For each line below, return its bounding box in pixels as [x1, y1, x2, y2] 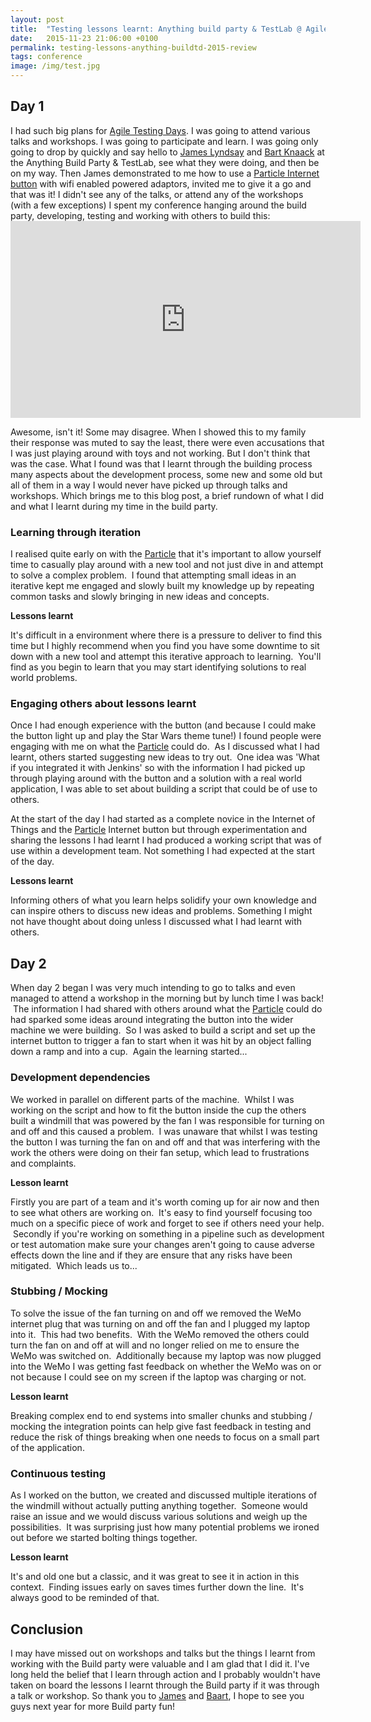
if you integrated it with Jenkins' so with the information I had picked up [10, 762, 306, 774]
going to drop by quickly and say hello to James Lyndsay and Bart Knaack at [10, 146, 325, 158]
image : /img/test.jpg [10, 61, 101, 71]
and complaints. [10, 1157, 77, 1169]
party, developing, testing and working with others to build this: [10, 209, 271, 221]
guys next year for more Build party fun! [10, 1700, 175, 1712]
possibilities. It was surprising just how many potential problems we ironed [10, 1521, 320, 1533]
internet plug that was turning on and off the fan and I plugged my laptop [10, 1317, 311, 1330]
